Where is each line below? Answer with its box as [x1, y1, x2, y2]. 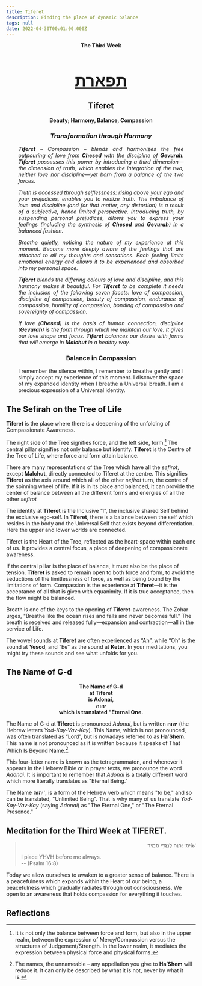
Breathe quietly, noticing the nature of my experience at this [18, 239, 184, 246]
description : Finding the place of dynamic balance [6, 14, 138, 20]
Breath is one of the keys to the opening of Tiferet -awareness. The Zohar [6, 605, 189, 613]
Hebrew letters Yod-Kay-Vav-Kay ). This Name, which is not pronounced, [6, 726, 186, 733]
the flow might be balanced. [6, 594, 76, 601]
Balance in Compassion [66, 354, 136, 363]
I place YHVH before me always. [20, 853, 102, 860]
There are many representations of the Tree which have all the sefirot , [6, 464, 179, 471]
